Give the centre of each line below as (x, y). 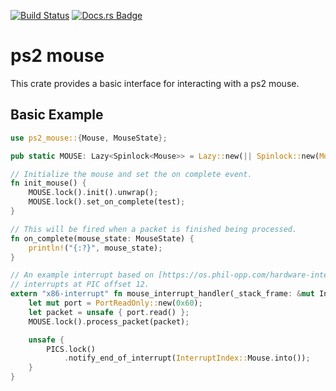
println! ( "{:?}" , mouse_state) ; (95, 248)
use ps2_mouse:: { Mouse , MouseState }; (89, 138)
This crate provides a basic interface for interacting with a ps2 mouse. (155, 83)
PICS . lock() (71, 349)
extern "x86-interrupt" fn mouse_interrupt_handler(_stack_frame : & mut (162, 294)
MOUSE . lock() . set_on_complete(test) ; (107, 202)
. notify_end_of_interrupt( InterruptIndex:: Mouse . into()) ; (187, 358)
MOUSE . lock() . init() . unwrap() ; (93, 193)
